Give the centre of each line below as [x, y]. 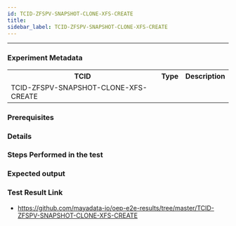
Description [205, 76]
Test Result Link [35, 192]
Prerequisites [31, 117]
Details [20, 136]
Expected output [36, 174]
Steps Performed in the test [55, 155]
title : [17, 20]
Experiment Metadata [45, 58]
